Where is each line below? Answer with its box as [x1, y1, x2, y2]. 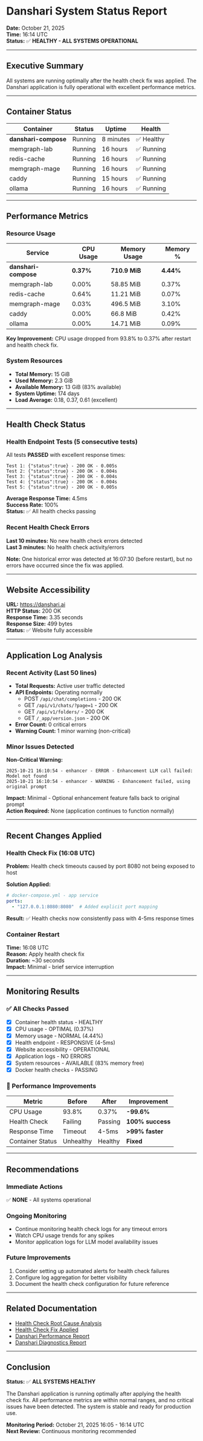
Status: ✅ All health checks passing [6, 508, 96, 515]
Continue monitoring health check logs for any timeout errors [14, 1225, 168, 1233]
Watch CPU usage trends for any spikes [14, 1232, 115, 1239]
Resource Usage [6, 229, 56, 238]
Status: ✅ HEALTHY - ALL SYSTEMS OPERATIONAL [6, 37, 139, 44]
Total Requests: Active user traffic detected [14, 682, 125, 690]
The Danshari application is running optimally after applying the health [6, 1390, 181, 1397]
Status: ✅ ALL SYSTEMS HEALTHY [6, 1378, 96, 1385]
